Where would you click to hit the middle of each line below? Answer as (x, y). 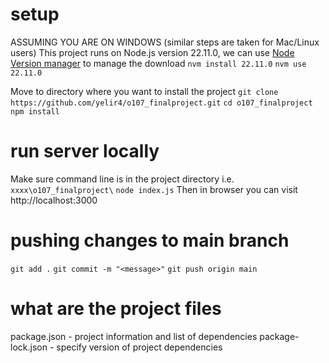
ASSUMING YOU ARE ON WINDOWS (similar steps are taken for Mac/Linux (165, 42)
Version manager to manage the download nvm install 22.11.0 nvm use (158, 63)
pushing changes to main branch (150, 240)
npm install (35, 111)
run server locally (85, 151)
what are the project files (116, 309)
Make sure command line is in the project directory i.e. (122, 179)
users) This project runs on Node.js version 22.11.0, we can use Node (152, 52)
